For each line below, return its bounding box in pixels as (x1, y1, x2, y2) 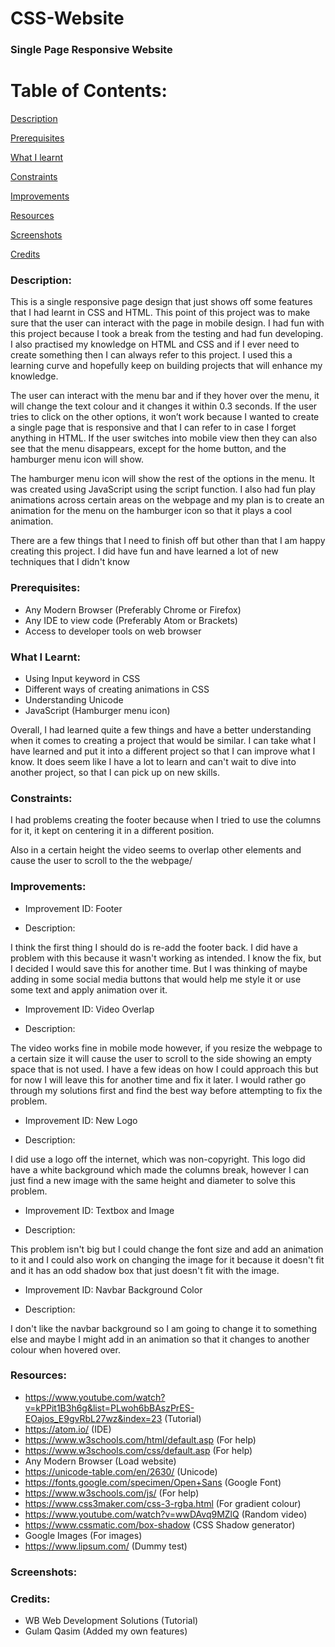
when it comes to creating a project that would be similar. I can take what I (10, 734, 317, 746)
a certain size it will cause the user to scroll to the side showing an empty (10, 1052, 312, 1064)
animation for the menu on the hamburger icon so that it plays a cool (10, 505, 292, 517)
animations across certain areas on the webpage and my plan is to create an (10, 494, 325, 506)
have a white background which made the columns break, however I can (10, 1163, 309, 1176)
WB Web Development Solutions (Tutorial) (24, 1615, 199, 1627)
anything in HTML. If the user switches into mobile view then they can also (10, 432, 318, 444)
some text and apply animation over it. (10, 983, 168, 996)
